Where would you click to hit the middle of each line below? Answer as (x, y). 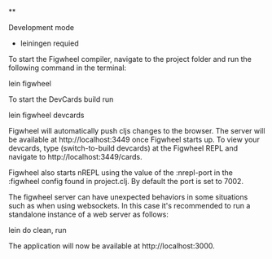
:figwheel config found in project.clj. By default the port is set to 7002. (126, 181)
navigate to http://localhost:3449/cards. (75, 157)
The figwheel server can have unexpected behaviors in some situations (128, 197)
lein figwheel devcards (46, 115)
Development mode (42, 27)
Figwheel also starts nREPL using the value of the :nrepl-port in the (121, 173)
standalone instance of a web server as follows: (89, 214)
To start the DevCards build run (61, 99)
